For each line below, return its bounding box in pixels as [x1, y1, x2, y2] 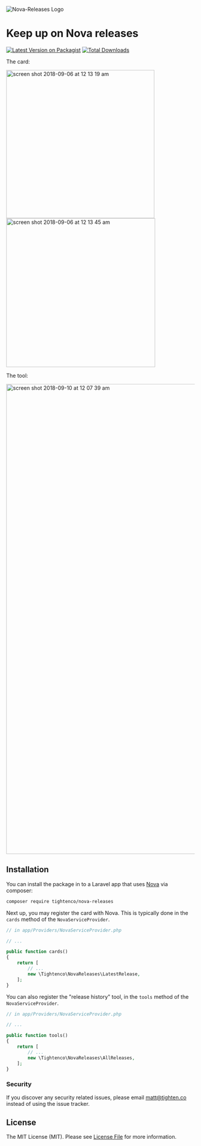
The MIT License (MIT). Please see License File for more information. [6, 1133, 176, 1141]
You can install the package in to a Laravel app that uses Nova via [6, 880, 168, 887]
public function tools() [6, 1033, 68, 1039]
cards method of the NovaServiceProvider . [6, 915, 110, 923]
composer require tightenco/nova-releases [6, 898, 114, 904]
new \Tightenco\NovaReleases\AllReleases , [28, 1054, 135, 1061]
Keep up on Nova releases [6, 27, 139, 40]
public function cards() [6, 949, 68, 955]
